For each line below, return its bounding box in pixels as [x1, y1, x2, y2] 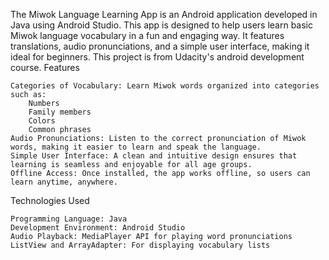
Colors [28, 116, 56, 126]
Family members [28, 107, 92, 117]
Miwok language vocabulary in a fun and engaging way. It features [10, 30, 285, 41]
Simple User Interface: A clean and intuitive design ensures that [10, 151, 298, 161]
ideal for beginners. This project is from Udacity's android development [10, 51, 305, 63]
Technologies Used [10, 195, 90, 206]
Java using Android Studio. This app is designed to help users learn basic [10, 19, 313, 31]
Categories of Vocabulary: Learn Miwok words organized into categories [10, 81, 320, 91]
